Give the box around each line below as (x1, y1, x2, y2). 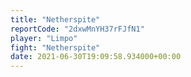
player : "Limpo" (10, 33, 78, 43)
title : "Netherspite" (10, 14, 101, 25)
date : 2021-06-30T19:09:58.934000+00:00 (10, 52, 182, 62)
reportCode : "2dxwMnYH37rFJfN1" (10, 24, 145, 34)
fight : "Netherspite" (10, 42, 101, 53)
